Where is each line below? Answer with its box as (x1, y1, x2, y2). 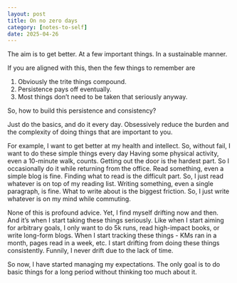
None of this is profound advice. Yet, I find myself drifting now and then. (7, 208, 219, 217)
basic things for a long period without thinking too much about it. (7, 268, 197, 277)
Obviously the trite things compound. (17, 78, 127, 86)
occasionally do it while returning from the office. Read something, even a (7, 165, 224, 173)
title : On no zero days (7, 17, 78, 24)
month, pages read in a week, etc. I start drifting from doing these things (7, 239, 220, 247)
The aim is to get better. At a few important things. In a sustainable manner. (7, 50, 228, 58)
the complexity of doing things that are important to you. (7, 128, 173, 136)
